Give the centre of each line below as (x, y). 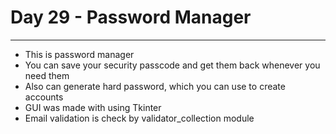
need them (47, 75)
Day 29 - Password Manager (131, 17)
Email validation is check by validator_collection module (139, 118)
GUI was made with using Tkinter (93, 107)
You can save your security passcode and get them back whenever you (172, 65)
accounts (44, 97)
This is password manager (79, 54)
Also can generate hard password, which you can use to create (155, 86)
